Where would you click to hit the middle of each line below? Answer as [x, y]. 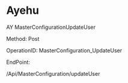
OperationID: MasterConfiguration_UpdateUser [64, 50]
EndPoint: [18, 62]
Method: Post [23, 38]
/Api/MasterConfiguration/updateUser [53, 73]
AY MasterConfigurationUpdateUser [51, 27]
